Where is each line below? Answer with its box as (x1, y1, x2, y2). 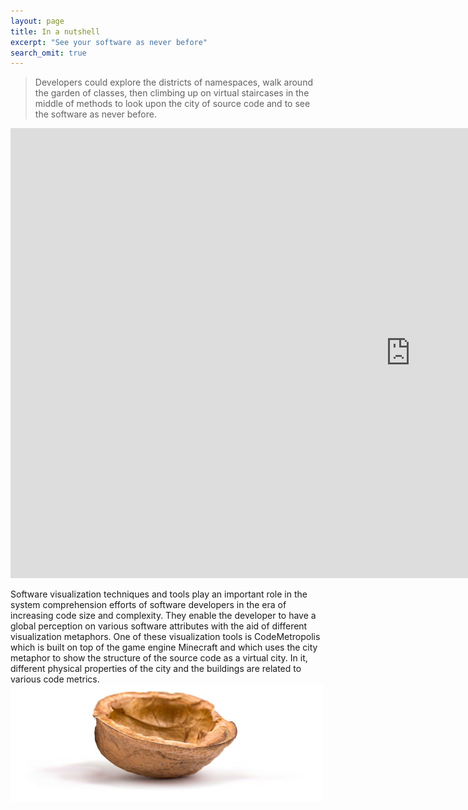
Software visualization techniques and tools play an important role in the (10, 588, 308, 600)
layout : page (10, 16, 65, 26)
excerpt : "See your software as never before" (10, 37, 208, 47)
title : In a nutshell (10, 26, 101, 37)
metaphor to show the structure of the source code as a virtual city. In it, (10, 652, 308, 664)
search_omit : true (10, 48, 87, 58)
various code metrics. (10, 673, 100, 685)
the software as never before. (34, 108, 157, 120)
